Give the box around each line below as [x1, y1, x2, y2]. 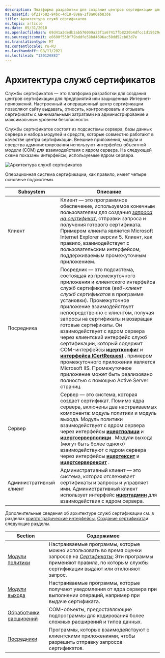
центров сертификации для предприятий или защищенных [5, 96, 129, 101]
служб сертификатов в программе [60, 291, 144, 298]
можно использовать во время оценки [49, 547, 142, 554]
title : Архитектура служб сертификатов [5, 16, 87, 21]
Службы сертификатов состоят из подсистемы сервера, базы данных [5, 126, 152, 132]
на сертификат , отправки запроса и [60, 215, 146, 222]
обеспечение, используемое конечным [60, 203, 155, 210]
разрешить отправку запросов [49, 639, 123, 646]
